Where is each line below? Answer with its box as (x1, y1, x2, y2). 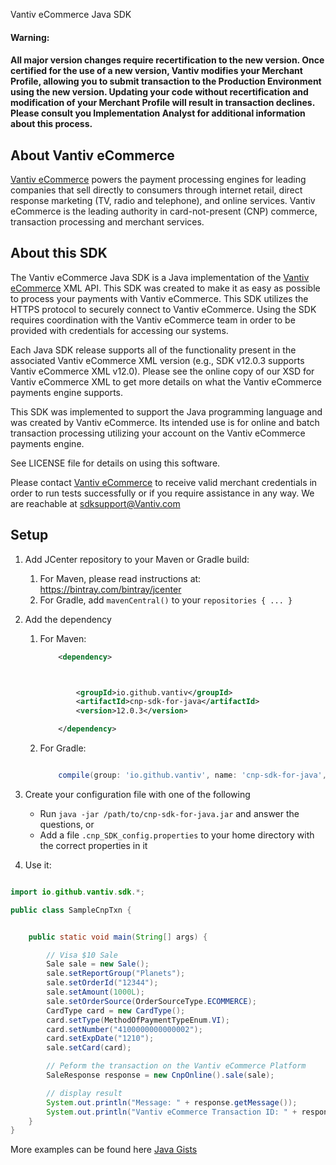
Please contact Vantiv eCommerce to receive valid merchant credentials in (10, 476, 318, 488)
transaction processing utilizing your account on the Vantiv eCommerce (10, 427, 306, 439)
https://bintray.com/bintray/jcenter (39, 583, 182, 595)
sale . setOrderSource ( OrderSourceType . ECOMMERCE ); (46, 996, 257, 1006)
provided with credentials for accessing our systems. (10, 324, 229, 336)
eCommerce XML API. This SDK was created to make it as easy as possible (10, 282, 321, 294)
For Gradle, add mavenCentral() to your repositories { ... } (39, 594, 293, 606)
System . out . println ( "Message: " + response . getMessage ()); (46, 1097, 298, 1108)
